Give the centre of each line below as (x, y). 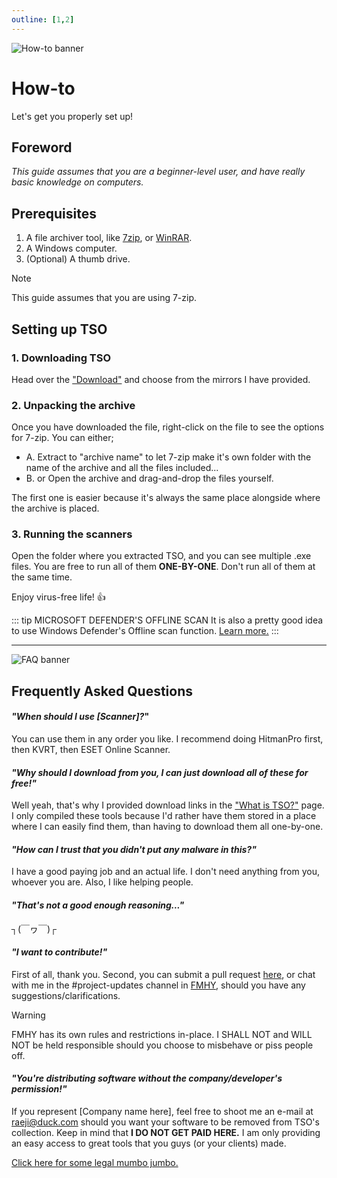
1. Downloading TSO (61, 358)
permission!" (39, 1089)
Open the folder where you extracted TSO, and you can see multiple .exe (161, 556)
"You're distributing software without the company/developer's (147, 1078)
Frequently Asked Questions (102, 691)
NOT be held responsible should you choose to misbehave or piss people (162, 1045)
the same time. (42, 577)
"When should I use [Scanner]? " (80, 717)
